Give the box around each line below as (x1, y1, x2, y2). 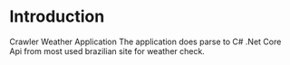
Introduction (9, 6, 105, 27)
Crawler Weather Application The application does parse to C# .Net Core (9, 36, 282, 47)
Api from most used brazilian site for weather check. (9, 45, 206, 56)
